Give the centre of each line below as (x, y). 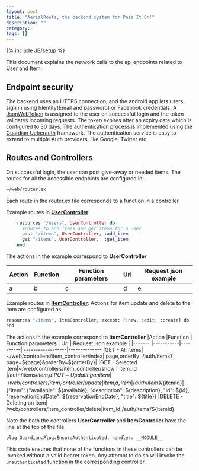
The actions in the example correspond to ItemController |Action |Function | (99, 337)
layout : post (22, 12)
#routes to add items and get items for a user (82, 228)
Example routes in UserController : (48, 212)
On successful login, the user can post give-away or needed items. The (93, 172)
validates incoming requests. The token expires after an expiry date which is (99, 120)
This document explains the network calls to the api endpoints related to (94, 62)
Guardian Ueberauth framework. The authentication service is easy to (91, 133)
